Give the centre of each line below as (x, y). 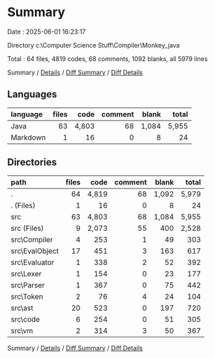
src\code (26, 319)
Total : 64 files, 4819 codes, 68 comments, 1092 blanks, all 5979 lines (107, 59)
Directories (32, 162)
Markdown (28, 137)
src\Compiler (32, 239)
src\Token (27, 297)
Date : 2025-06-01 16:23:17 (47, 32)
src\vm (22, 330)
